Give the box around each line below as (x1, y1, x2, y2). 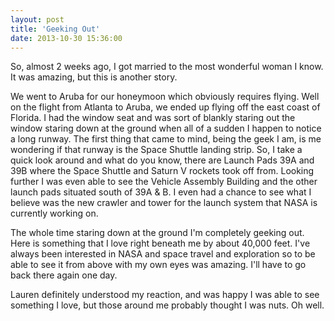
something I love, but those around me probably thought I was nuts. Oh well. (10, 299, 325, 311)
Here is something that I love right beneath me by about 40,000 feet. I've (10, 237, 311, 250)
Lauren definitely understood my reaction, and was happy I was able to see (10, 289, 320, 301)
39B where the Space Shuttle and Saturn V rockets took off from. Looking (10, 165, 315, 177)
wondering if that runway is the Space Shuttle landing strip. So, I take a (10, 144, 303, 156)
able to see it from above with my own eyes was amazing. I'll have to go (10, 259, 307, 271)
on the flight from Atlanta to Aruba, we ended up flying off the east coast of (10, 101, 321, 113)
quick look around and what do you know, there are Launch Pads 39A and (10, 154, 315, 166)
